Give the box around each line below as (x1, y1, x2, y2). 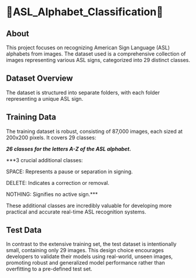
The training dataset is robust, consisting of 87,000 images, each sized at (6, 128, 183, 135)
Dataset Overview (6, 73, 73, 84)
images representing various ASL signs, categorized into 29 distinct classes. (6, 57, 191, 63)
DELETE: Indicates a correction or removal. (6, 179, 109, 186)
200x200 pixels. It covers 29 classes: (6, 134, 97, 141)
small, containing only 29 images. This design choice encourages (6, 247, 164, 254)
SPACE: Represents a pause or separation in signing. (6, 168, 133, 175)
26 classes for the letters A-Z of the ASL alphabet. (6, 145, 132, 152)
